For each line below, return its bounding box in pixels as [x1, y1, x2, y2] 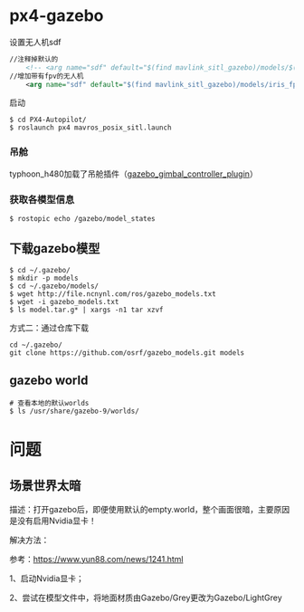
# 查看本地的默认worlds [9, 398, 90, 407]
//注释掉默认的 [9, 54, 59, 63]
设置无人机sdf [9, 36, 62, 47]
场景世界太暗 [9, 478, 81, 493]
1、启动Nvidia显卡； [9, 572, 84, 584]
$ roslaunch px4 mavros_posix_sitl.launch [9, 123, 172, 132]
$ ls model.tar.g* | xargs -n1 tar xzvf [9, 305, 165, 314]
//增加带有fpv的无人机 [9, 72, 84, 81]
